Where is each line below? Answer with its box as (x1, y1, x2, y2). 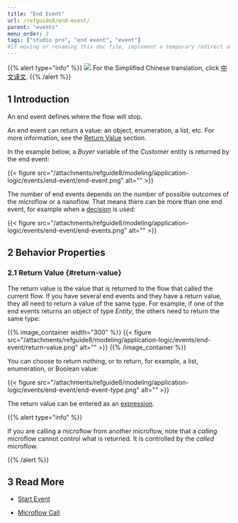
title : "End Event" (7, 10, 65, 18)
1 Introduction (7, 94, 69, 106)
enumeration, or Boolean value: (7, 364, 99, 373)
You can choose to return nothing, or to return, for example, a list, (7, 356, 198, 365)
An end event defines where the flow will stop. (7, 112, 143, 120)
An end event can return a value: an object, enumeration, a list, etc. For (7, 125, 215, 135)
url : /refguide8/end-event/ (7, 17, 91, 24)
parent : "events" (7, 23, 59, 30)
